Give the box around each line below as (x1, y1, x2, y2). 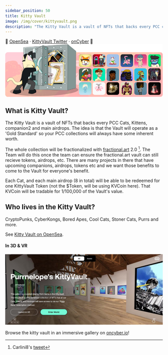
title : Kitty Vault (5, 13, 46, 19)
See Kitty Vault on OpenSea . (5, 231, 64, 237)
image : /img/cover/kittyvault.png (5, 19, 77, 24)
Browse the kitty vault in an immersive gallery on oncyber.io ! (5, 330, 129, 336)
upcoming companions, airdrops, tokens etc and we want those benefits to (5, 162, 159, 168)
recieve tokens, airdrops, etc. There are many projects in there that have (5, 157, 154, 163)
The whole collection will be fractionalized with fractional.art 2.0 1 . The (5, 146, 150, 153)
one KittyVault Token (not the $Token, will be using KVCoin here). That (5, 183, 150, 189)
